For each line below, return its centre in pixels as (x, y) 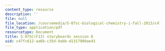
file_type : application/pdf (34, 28)
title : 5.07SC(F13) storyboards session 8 (49, 37)
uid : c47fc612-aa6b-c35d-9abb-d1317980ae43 (50, 41)
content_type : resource (29, 9)
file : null (16, 18)
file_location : (21, 23)
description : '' (22, 14)
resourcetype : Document (29, 32)
